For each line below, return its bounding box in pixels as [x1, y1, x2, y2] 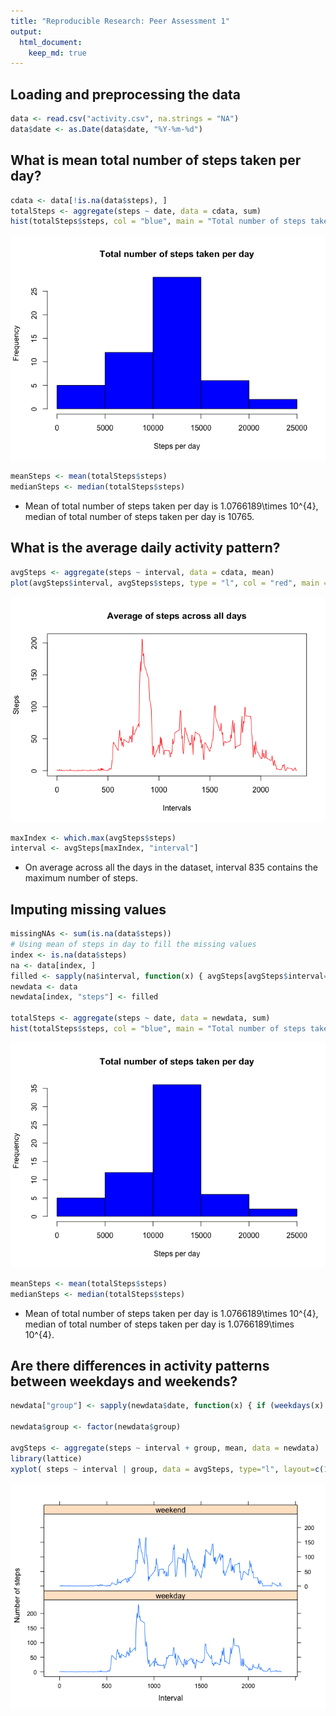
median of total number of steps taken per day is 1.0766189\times [24, 1318, 295, 1330]
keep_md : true [28, 48, 87, 58]
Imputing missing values [10, 901, 167, 918]
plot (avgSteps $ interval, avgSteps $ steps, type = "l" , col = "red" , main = [10, 578, 329, 588]
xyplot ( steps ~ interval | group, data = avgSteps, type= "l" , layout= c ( [10, 1464, 325, 1474]
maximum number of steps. [24, 872, 138, 884]
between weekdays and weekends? [10, 1373, 238, 1390]
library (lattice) [10, 1453, 83, 1464]
